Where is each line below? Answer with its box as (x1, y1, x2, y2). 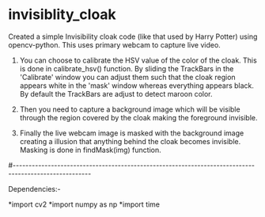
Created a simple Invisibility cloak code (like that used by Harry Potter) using (8, 32, 258, 41)
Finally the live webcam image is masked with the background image (19, 128, 244, 138)
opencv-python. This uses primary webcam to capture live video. (8, 40, 221, 49)
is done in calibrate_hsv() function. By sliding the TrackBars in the (19, 63, 234, 73)
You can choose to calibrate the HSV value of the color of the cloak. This (19, 55, 257, 65)
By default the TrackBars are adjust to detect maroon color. (19, 89, 213, 98)
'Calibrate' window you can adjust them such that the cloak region (19, 72, 236, 82)
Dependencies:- (8, 184, 61, 193)
